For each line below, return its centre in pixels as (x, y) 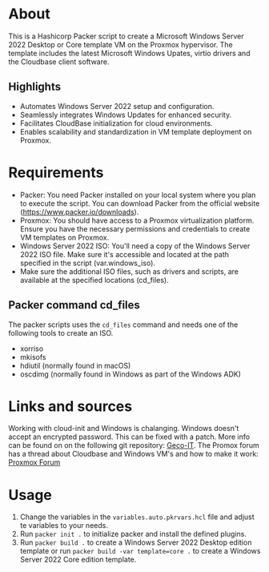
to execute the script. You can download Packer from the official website (140, 203)
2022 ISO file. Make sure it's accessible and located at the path (124, 254)
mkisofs (33, 356)
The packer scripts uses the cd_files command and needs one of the (123, 324)
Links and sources (70, 406)
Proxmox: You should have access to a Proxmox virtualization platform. (137, 220)
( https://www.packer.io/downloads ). (79, 211)
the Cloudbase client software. (59, 62)
